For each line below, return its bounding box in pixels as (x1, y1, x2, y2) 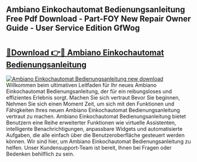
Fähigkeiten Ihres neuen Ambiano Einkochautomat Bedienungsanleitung (6, 107, 181, 114)
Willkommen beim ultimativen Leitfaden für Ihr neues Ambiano (6, 82, 157, 88)
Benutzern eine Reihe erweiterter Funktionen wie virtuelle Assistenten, (6, 119, 176, 126)
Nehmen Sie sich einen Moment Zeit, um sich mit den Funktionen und (6, 100, 175, 107)
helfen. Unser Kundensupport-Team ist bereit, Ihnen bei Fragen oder (6, 144, 172, 151)
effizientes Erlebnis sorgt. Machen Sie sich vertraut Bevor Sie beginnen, (6, 94, 181, 101)
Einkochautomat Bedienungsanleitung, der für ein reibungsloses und (6, 88, 172, 95)
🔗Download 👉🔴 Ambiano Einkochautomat (6, 47, 165, 58)
